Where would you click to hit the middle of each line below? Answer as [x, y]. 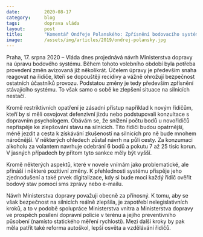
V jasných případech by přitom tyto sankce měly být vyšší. [79, 153]
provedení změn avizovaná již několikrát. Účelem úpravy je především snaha [101, 70]
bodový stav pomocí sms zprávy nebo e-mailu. [65, 184]
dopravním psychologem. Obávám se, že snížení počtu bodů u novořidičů [98, 121]
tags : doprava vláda [43, 23]
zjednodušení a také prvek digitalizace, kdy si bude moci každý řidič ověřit [99, 177]
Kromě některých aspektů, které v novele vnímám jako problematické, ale [98, 165]
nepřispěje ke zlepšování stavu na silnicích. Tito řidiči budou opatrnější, [95, 127]
